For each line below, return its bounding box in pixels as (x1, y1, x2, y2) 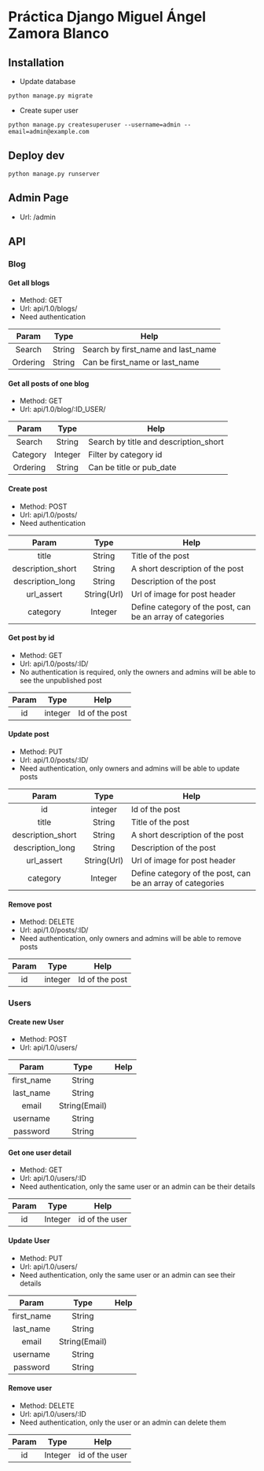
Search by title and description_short (88, 436, 224, 447)
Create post (8, 484, 48, 493)
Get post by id (8, 633, 55, 642)
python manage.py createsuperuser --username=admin (8, 121, 181, 129)
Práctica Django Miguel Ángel (8, 8, 207, 26)
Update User (8, 1236, 50, 1245)
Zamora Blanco (8, 24, 109, 42)
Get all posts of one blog (8, 378, 90, 388)
